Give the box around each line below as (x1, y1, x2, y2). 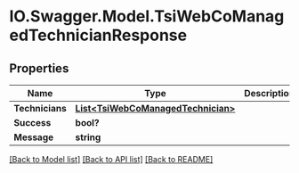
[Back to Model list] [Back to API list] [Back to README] (9, 154, 214, 164)
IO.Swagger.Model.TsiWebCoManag (9, 6, 285, 27)
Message (13, 131, 54, 144)
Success (13, 117, 52, 128)
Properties (9, 61, 69, 76)
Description (244, 87, 295, 99)
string (75, 131, 101, 144)
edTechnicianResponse (9, 25, 188, 45)
